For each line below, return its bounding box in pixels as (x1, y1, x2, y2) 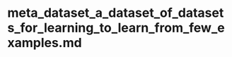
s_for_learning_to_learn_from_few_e (7, 20, 225, 36)
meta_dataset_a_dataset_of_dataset (7, 5, 224, 21)
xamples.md (7, 35, 83, 51)
